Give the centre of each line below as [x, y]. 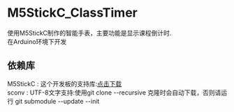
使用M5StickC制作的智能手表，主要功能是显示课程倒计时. [89, 33]
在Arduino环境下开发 [37, 41]
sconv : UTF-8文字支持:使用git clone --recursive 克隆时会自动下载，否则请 [114, 93]
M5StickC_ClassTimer [72, 13]
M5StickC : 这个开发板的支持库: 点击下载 [65, 83]
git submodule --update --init [57, 101]
